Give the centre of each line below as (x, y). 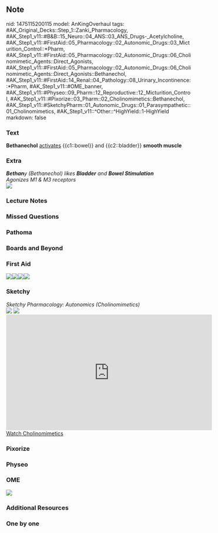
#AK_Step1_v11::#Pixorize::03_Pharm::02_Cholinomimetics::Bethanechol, (98, 99)
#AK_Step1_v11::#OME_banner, (66, 86)
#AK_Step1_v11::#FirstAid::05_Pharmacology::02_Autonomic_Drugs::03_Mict (98, 42)
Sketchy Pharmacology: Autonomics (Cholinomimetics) (73, 304)
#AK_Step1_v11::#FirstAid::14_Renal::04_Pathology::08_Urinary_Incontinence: (98, 80)
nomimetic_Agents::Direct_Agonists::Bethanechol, (66, 73)
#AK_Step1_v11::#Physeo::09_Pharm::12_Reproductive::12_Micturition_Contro (98, 92)
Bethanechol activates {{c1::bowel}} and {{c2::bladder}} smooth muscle (94, 146)
